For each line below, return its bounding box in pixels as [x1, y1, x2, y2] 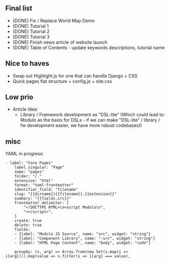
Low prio [5, 93, 33, 102]
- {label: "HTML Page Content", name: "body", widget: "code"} [14, 241, 151, 246]
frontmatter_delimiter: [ [14, 201, 70, 206]
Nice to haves [5, 59, 50, 68]
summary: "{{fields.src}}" [14, 196, 72, 201]
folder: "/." [14, 174, 42, 179]
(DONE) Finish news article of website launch [12, 39, 108, 45]
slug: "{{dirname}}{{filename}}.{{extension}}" [14, 191, 117, 197]
